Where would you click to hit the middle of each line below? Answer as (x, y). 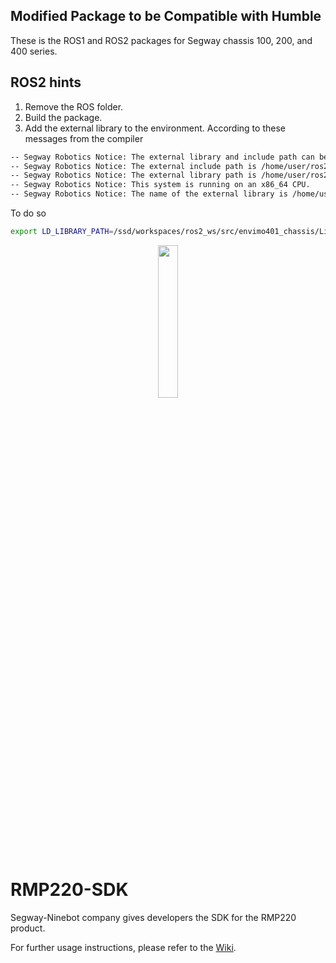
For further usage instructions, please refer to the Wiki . (123, 947)
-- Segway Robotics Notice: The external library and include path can (162, 157)
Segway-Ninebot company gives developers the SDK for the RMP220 (153, 917)
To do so (28, 213)
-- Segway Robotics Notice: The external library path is (133, 175)
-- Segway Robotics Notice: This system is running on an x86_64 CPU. (160, 185)
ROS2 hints (46, 82)
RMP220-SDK (69, 890)
